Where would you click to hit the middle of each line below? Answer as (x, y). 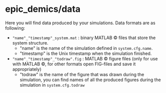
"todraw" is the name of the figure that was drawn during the (82, 74)
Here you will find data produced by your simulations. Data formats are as (80, 23)
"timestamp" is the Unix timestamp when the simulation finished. (86, 53)
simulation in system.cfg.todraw (52, 85)
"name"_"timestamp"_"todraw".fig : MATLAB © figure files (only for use (85, 58)
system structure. (30, 43)
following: (15, 28)
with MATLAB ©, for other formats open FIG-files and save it (74, 64)
